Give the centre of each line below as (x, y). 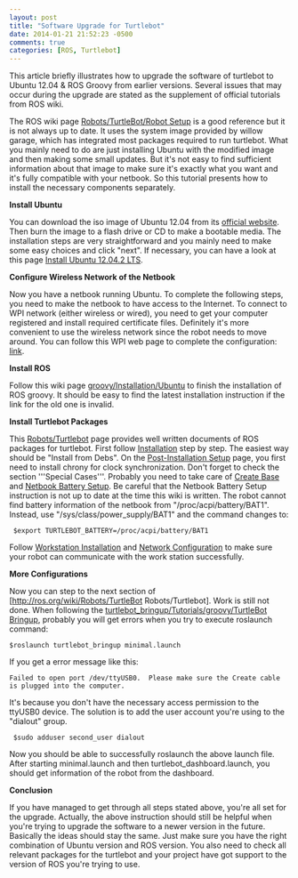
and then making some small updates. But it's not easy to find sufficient (140, 159)
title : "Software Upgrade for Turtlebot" (87, 26)
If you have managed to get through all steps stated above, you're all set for (148, 808)
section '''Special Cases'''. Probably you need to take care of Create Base (145, 477)
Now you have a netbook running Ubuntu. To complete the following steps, (146, 294)
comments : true (37, 42)
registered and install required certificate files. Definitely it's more (129, 323)
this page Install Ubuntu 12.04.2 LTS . (77, 260)
